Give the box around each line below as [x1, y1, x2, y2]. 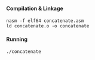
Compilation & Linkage [6, 5, 64, 12]
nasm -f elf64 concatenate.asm [6, 18, 84, 24]
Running [6, 36, 28, 43]
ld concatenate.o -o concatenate [6, 23, 90, 29]
